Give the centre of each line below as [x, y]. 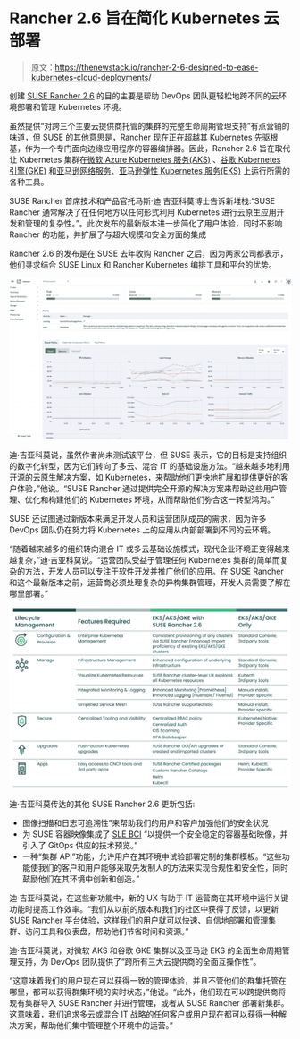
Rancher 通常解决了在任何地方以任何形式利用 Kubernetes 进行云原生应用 [143, 212]
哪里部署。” [29, 593]
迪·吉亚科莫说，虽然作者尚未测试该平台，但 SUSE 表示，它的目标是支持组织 [148, 455]
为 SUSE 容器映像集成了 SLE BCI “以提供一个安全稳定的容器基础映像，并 [155, 834]
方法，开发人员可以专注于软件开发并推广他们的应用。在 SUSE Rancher [154, 571]
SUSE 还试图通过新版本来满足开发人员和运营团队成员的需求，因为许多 [138, 518]
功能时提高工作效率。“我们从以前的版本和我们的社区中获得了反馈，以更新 [144, 909]
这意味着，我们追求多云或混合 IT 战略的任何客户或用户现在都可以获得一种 [144, 1014]
